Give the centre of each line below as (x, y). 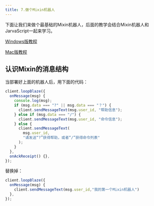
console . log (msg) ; (33, 101)
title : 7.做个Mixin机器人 (30, 10)
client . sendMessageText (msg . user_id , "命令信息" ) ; (70, 119)
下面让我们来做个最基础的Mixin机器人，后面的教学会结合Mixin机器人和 (77, 24)
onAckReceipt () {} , (30, 156)
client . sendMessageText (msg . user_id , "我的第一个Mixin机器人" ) (77, 190)
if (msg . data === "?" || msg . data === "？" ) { (63, 105)
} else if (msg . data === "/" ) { (47, 114)
